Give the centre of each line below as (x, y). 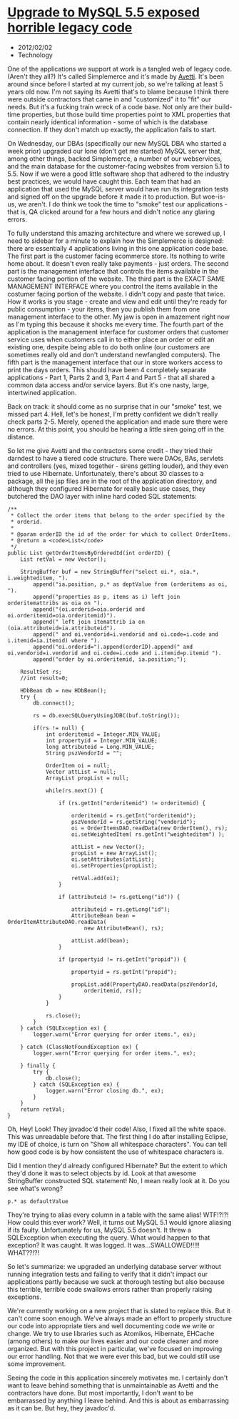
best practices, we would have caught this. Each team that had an (104, 181)
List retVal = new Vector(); (63, 559)
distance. (21, 437)
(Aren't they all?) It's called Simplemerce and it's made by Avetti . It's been (116, 76)
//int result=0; (45, 678)
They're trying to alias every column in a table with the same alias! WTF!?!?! (118, 1215)
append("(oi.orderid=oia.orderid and (89, 609)
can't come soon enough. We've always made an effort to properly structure (120, 1318)
